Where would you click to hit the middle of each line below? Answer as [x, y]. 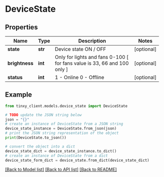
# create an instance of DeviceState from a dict [57, 155]
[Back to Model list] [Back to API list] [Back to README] [61, 170]
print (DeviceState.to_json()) [36, 138]
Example [19, 95]
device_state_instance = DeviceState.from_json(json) [61, 128]
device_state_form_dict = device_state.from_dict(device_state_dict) [77, 160]
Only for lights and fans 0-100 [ [92, 57]
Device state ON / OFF [81, 49]
